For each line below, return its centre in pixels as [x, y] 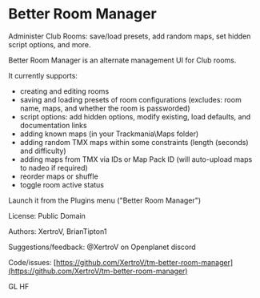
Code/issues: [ [32, 262]
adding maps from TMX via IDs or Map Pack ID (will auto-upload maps [136, 159]
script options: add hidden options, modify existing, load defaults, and [135, 116]
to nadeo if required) [54, 167]
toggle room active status [62, 184]
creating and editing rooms [64, 91]
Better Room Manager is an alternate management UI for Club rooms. [122, 60]
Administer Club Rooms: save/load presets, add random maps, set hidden [130, 36]
